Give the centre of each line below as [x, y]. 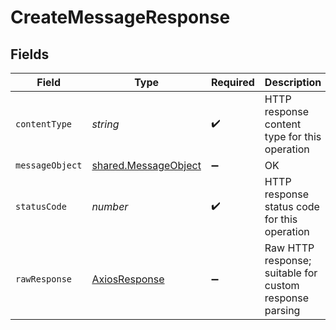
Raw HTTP [289, 248]
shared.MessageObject [146, 165]
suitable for [291, 273]
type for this [293, 136]
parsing [282, 310]
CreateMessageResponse [120, 17]
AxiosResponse [128, 279]
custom [282, 285]
